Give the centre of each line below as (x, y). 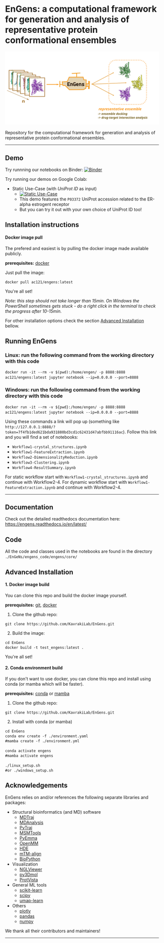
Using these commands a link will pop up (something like (62, 421)
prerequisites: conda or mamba (37, 693)
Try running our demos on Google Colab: (46, 179)
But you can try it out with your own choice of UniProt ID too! (81, 209)
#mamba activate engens (29, 756)
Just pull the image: (25, 273)
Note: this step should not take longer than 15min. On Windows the (72, 300)
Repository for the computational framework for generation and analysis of (80, 133)
